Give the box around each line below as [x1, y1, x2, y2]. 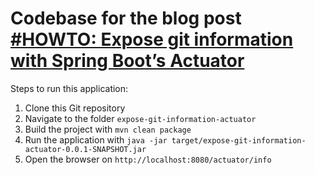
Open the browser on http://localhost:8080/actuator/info [24, 153, 272, 165]
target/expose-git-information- [171, 135, 307, 146]
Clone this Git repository [24, 102, 126, 114]
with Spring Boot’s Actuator [10, 50, 245, 72]
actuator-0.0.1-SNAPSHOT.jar [24, 144, 147, 154]
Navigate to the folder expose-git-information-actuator [24, 112, 257, 124]
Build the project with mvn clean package [24, 123, 192, 135]
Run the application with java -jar [24, 133, 168, 146]
